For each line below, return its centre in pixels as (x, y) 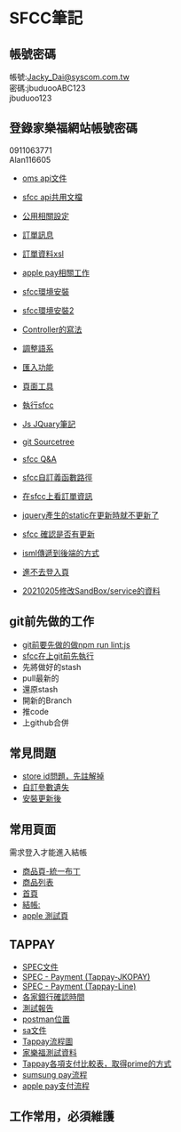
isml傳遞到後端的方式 (61, 553)
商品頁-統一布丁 (51, 871)
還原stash (40, 689)
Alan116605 (30, 159)
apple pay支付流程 (56, 1086)
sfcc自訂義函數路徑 (57, 477)
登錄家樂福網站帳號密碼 (73, 129)
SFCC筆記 (46, 18)
